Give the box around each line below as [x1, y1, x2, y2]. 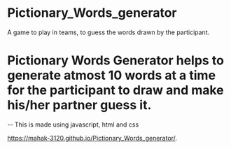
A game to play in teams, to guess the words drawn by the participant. [7, 28, 210, 36]
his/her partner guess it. [7, 97, 152, 113]
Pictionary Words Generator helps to [7, 52, 224, 69]
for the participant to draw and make [7, 83, 224, 99]
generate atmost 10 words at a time [7, 68, 216, 83]
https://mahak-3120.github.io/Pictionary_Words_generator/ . [7, 134, 177, 142]
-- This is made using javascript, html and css [7, 120, 139, 129]
